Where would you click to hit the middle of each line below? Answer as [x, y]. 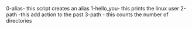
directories [19, 21]
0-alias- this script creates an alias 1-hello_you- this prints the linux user [93, 8]
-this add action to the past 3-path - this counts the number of [93, 14]
